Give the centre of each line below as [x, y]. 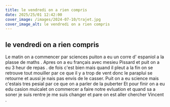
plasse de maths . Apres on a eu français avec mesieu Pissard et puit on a [82, 62]
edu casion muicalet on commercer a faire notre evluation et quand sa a [80, 89]
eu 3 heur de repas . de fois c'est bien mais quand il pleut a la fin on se [79, 68]
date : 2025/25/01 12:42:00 [34, 15]
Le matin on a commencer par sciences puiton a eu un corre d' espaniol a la [85, 57]
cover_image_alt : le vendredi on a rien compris [58, 24]
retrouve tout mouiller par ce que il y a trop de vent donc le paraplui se [79, 73]
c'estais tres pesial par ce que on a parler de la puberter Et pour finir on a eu [85, 84]
